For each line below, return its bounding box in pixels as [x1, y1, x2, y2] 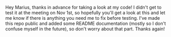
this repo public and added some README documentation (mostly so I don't [5, 20, 166, 26]
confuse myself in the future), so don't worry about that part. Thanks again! [5, 26, 165, 32]
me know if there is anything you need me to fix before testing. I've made [5, 15, 160, 21]
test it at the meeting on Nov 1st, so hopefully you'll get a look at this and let [5, 10, 165, 16]
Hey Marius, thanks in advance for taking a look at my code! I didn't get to [5, 5, 162, 10]
